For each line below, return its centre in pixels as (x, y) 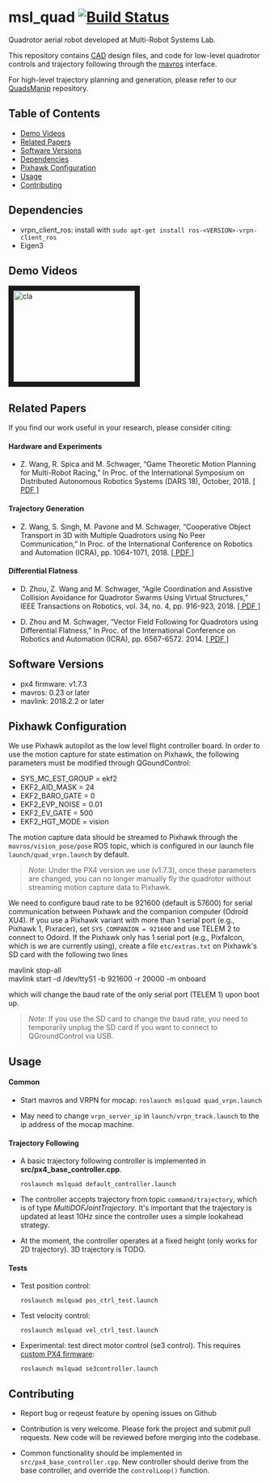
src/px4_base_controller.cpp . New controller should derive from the (134, 1462)
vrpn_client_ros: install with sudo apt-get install (102, 230)
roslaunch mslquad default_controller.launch (98, 1184)
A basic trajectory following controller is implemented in (113, 1161)
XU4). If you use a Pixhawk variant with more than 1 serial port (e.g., (122, 920)
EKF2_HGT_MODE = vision (64, 822)
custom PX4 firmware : (57, 1354)
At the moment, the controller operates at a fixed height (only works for (138, 1241)
